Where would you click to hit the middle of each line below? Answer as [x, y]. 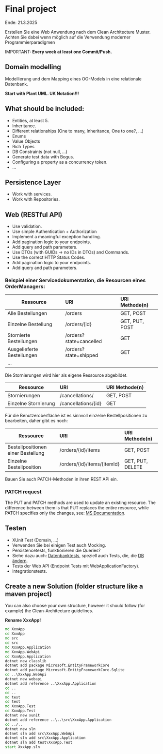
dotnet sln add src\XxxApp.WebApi [40, 734]
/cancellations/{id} [81, 404]
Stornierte [19, 335]
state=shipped [82, 355]
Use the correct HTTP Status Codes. [49, 257]
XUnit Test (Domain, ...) [35, 540]
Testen [16, 528]
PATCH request [24, 492]
